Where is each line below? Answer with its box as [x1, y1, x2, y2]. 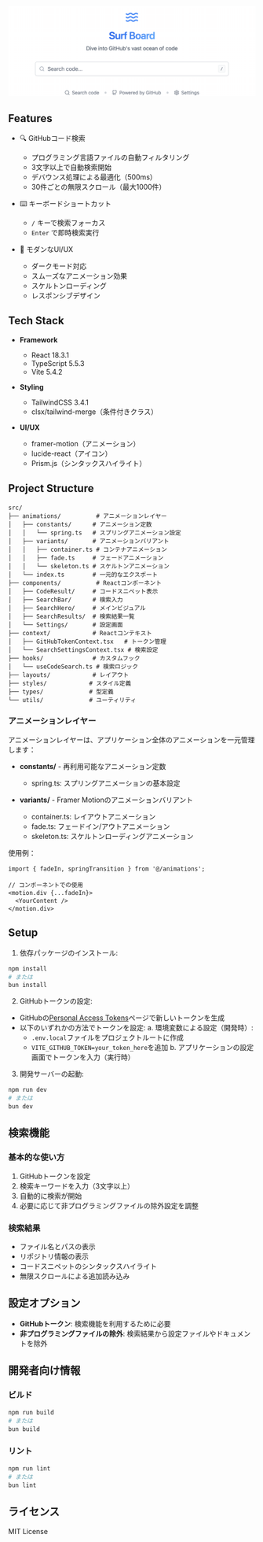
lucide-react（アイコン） [31, 449, 112, 458]
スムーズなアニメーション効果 [31, 271, 128, 280]
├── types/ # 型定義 [8, 687, 114, 696]
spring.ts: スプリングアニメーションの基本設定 [31, 778, 181, 788]
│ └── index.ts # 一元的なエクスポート [8, 571, 159, 579]
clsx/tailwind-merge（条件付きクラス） [31, 407, 159, 416]
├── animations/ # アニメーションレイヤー [8, 512, 167, 520]
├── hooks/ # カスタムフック [8, 654, 141, 662]
